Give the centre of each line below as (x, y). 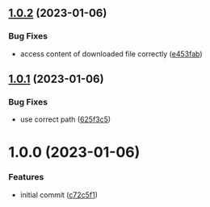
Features (26, 177)
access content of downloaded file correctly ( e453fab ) (111, 54)
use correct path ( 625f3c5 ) (65, 119)
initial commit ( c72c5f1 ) (59, 195)
